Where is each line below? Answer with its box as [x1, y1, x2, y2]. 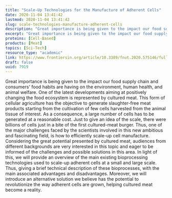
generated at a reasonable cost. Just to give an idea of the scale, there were [5, 116, 166, 122]
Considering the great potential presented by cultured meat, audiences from [5, 138, 166, 144]
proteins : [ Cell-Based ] [5, 36, 56, 41]
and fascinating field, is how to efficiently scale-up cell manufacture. [5, 133, 150, 139]
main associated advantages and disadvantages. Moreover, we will [5, 170, 147, 177]
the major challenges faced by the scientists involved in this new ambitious [5, 127, 163, 133]
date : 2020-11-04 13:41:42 [5, 12, 63, 17]
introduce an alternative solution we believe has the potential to [5, 176, 139, 182]
